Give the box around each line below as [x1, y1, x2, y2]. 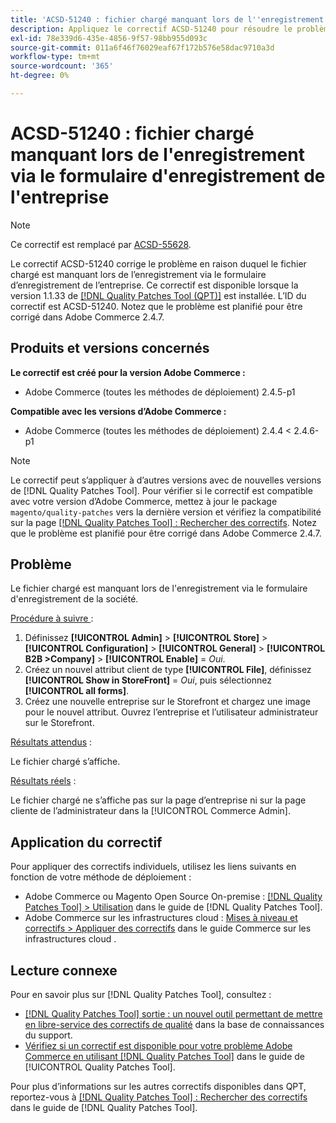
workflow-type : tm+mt [10, 52, 101, 62]
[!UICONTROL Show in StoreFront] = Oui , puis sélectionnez [24, 674, 272, 686]
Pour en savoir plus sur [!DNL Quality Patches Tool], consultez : [10, 989, 272, 1001]
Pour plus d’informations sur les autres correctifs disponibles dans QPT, [10, 1081, 307, 1093]
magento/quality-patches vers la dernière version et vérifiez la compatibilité [10, 506, 322, 518]
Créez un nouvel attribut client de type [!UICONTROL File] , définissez [24, 664, 312, 676]
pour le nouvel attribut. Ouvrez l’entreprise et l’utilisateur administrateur [24, 706, 319, 718]
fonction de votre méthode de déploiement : [10, 871, 192, 883]
